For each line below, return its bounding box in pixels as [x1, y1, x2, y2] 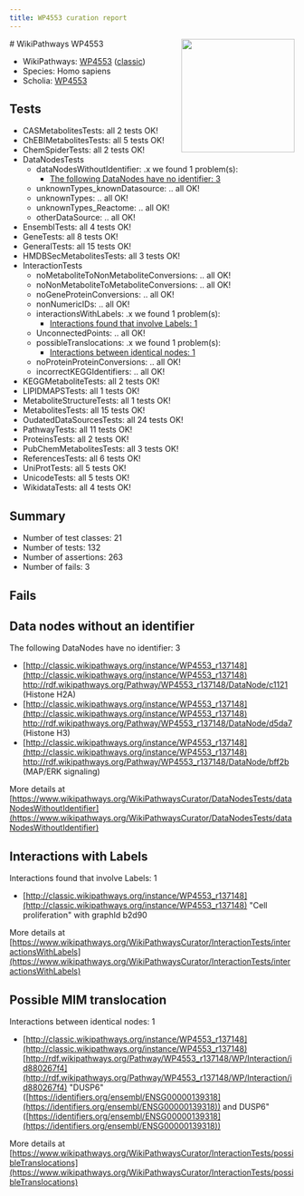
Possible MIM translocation [9, 992, 167, 1007]
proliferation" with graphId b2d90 [22, 909, 147, 921]
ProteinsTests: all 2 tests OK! [22, 434, 129, 445]
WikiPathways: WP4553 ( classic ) [22, 55, 147, 66]
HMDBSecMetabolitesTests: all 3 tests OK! [22, 250, 181, 261]
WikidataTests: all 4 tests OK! [22, 482, 131, 493]
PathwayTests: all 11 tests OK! [22, 424, 133, 436]
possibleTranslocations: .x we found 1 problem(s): [35, 338, 222, 348]
